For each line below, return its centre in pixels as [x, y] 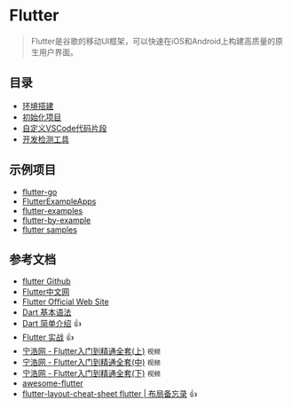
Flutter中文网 [46, 292]
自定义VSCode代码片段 [64, 128]
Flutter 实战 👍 [48, 337]
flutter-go [39, 192]
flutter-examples [52, 210]
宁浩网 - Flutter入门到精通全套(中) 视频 [91, 362]
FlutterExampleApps [59, 201]
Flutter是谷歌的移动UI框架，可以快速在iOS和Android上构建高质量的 [153, 41]
